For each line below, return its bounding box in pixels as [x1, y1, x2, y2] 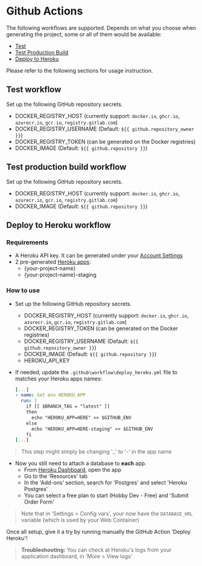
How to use [6, 286, 40, 294]
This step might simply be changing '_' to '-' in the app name [21, 448, 172, 455]
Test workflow [6, 85, 62, 95]
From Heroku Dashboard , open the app [24, 466, 122, 473]
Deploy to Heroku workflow [6, 220, 112, 230]
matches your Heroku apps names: [14, 375, 103, 382]
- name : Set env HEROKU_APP [14, 392, 86, 398]
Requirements [6, 238, 49, 246]
